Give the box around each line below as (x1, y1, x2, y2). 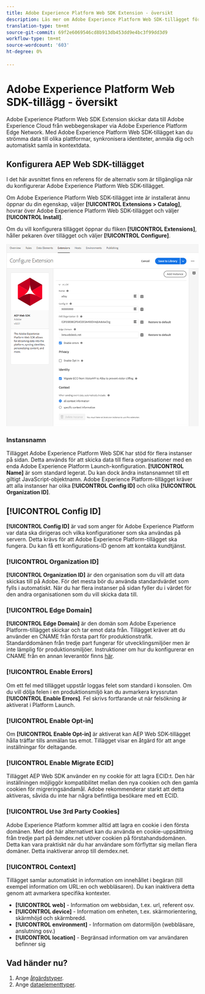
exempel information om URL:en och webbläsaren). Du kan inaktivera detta (6, 883, 195, 890)
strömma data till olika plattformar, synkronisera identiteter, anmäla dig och (6, 135, 194, 142)
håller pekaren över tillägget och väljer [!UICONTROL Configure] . (6, 231, 171, 239)
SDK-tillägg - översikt (6, 95, 118, 109)
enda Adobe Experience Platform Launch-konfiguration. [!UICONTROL (6, 463, 184, 470)
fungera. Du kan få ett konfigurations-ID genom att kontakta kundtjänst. (6, 542, 187, 549)
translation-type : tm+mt (6, 23, 70, 29)
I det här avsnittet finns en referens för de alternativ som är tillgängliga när (6, 175, 193, 183)
